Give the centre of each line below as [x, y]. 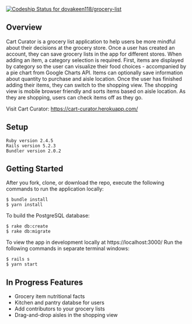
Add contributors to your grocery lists [60, 309]
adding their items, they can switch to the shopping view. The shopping [92, 85]
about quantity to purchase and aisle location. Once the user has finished [94, 78]
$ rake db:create [27, 226]
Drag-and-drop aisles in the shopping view [66, 315]
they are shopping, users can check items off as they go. [74, 97]
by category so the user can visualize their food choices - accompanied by [96, 66]
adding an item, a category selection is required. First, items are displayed [95, 60]
